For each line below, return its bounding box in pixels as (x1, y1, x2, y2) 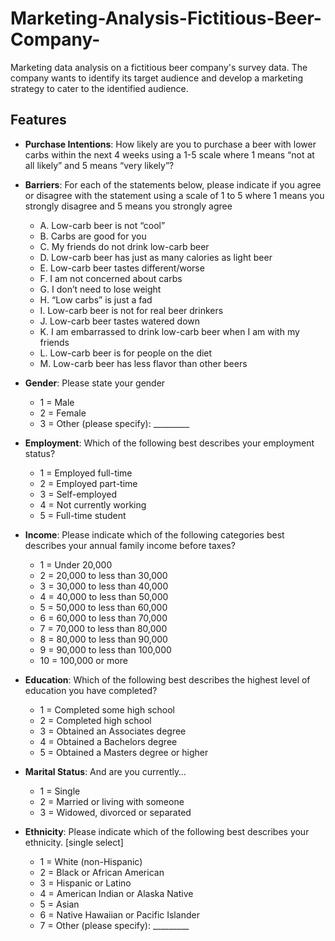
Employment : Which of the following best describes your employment (24, 437, 315, 449)
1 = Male (39, 396, 75, 408)
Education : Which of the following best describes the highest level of (24, 673, 311, 686)
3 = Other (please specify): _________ (39, 417, 190, 429)
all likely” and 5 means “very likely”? (24, 159, 175, 171)
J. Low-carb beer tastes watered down (39, 315, 201, 327)
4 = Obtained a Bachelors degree (39, 735, 178, 747)
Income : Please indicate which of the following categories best (24, 528, 285, 541)
